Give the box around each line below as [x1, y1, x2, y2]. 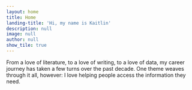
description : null [6, 25, 52, 32]
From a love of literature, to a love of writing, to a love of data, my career [6, 58, 185, 66]
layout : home [6, 8, 39, 15]
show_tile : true [6, 43, 47, 49]
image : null [6, 31, 36, 37]
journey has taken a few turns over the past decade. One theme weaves [6, 65, 184, 72]
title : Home [6, 14, 36, 20]
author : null [6, 37, 39, 43]
